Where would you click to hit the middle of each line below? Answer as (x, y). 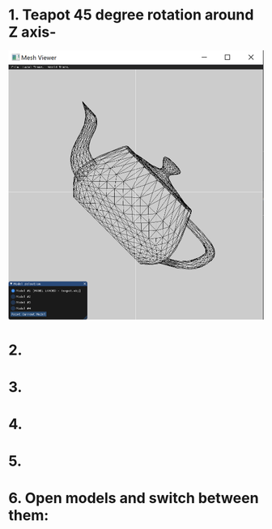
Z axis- (32, 32)
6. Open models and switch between (134, 499)
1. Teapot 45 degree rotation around (131, 15)
